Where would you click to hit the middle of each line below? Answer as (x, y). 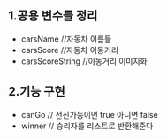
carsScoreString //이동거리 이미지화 (84, 61)
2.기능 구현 (37, 92)
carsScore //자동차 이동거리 (70, 50)
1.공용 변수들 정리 (53, 16)
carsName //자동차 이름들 (66, 39)
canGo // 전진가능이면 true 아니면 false (89, 114)
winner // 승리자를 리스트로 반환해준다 (87, 126)
